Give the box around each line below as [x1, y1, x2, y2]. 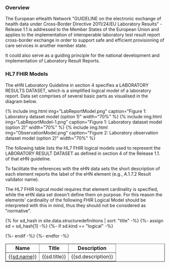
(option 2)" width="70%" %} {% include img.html [5, 124, 108, 130]
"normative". [5, 208, 31, 214]
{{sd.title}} [42, 253, 66, 260]
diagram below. [5, 98, 37, 104]
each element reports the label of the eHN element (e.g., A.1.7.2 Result [5, 171, 151, 177]
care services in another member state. [5, 43, 88, 49]
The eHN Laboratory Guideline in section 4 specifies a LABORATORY [5, 82, 149, 88]
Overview [5, 4, 30, 11]
